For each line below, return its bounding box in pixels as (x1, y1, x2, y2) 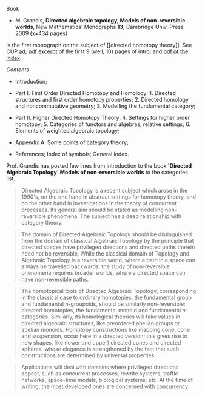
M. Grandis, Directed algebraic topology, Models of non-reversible (15, 17, 186, 24)
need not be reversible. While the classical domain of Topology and (21, 250, 190, 257)
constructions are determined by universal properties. (21, 352, 156, 359)
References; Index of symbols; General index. (15, 151, 129, 157)
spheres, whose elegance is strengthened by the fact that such (21, 345, 180, 352)
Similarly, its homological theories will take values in (50, 313, 181, 320)
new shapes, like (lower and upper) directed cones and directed (21, 339, 181, 346)
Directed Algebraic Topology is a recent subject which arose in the (21, 187, 188, 194)
